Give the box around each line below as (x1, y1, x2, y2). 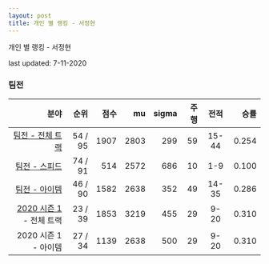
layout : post (8, 11, 52, 20)
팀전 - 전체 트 (13, 130, 62, 141)
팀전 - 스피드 (15, 161, 62, 172)
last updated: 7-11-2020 (8, 58, 87, 68)
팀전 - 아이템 (15, 183, 62, 194)
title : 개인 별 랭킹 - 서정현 (8, 19, 96, 27)
